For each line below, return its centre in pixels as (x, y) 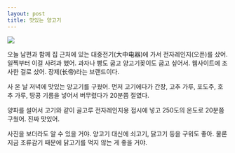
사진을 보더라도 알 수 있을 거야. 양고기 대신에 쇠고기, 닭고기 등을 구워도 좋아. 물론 (117, 133)
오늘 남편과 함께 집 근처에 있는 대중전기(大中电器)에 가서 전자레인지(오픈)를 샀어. (117, 54)
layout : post (26, 14)
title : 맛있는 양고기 (34, 20)
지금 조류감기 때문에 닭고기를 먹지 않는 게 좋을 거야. (77, 142)
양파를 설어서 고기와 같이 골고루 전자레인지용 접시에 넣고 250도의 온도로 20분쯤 (116, 110)
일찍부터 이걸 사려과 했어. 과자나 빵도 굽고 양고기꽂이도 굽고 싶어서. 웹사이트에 (114, 63)
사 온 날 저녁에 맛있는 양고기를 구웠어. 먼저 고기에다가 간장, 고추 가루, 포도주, (112, 86)
